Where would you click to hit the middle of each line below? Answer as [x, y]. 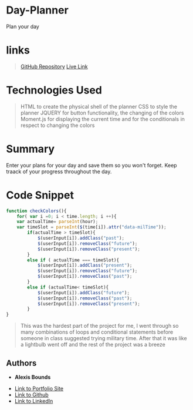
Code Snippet [40, 195]
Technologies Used [54, 90]
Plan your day [23, 26]
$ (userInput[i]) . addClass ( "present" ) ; [85, 266]
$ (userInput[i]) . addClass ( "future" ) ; [84, 293]
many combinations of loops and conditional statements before [97, 332]
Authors [21, 363]
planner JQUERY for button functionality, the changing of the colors [102, 113]
